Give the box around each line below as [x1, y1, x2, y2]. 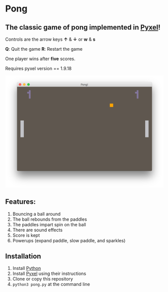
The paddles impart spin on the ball [12, 221, 87, 227]
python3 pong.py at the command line [12, 281, 91, 287]
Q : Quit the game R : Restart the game [5, 46, 83, 52]
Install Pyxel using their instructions [12, 270, 87, 276]
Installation [5, 252, 41, 261]
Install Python [12, 265, 41, 271]
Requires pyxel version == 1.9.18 [5, 66, 72, 71]
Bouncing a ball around [12, 211, 61, 217]
